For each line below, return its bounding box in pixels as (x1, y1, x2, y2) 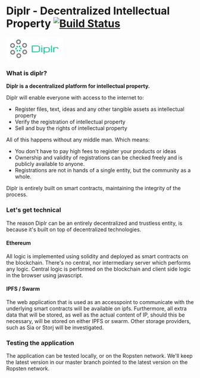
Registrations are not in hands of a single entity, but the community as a (14, 167, 191, 174)
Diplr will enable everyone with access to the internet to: (6, 94, 144, 101)
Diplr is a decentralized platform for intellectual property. (6, 82, 151, 90)
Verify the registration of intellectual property (14, 118, 126, 126)
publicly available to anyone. (14, 160, 85, 168)
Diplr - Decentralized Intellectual (6, 4, 170, 18)
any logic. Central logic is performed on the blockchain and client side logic (6, 265, 192, 272)
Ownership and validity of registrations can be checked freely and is (14, 154, 183, 162)
